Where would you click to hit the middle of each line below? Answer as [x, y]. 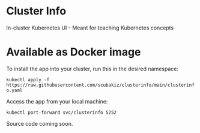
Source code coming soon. [40, 123]
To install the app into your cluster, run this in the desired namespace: [92, 69]
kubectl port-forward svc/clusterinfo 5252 [62, 113]
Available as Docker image [74, 52]
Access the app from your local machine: [57, 101]
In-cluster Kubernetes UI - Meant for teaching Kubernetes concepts [90, 28]
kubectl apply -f [28, 79]
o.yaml [14, 90]
